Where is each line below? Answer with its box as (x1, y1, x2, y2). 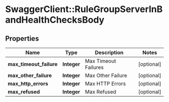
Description (95, 49, 124, 56)
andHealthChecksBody (5, 14, 105, 26)
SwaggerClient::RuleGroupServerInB (5, 4, 163, 15)
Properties (5, 34, 39, 43)
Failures (84, 64, 104, 71)
